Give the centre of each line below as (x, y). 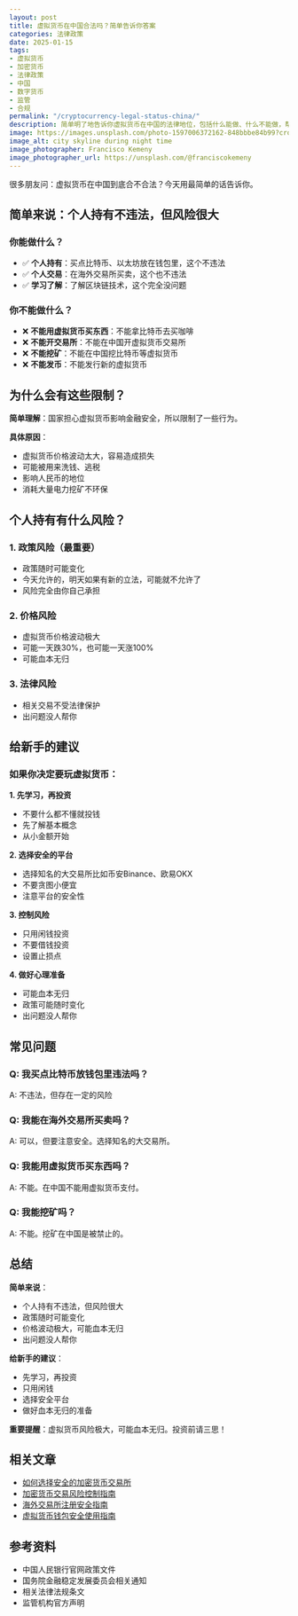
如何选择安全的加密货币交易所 (76, 1483)
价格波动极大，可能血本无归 (73, 1328)
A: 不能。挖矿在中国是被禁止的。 (69, 1233)
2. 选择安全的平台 (41, 855)
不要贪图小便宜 (49, 885)
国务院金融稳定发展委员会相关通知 (84, 1581)
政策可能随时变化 (53, 1005)
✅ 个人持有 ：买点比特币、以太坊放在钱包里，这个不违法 (124, 263)
